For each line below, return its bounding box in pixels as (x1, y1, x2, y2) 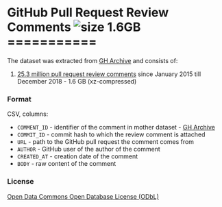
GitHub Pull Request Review (7, 5, 169, 21)
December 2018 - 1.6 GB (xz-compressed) (16, 77, 137, 85)
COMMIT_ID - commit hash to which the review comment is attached (16, 130, 206, 138)
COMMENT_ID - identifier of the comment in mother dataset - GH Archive (16, 123, 216, 132)
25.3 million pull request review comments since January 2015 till (16, 70, 201, 78)
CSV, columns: (7, 110, 49, 118)
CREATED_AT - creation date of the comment (16, 152, 138, 160)
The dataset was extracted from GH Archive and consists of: (7, 56, 178, 64)
